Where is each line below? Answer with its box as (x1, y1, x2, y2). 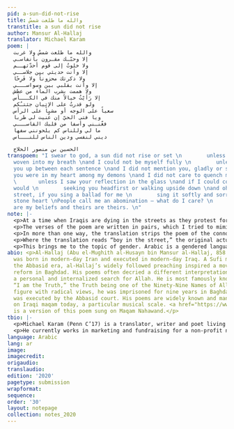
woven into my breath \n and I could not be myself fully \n (13, 159, 192, 166)
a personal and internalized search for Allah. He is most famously (13, 275, 217, 282)
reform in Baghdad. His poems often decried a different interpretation (13, 269, 229, 276)
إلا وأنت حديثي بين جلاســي (13, 68, 89, 75)
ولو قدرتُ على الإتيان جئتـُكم (13, 101, 95, 108)
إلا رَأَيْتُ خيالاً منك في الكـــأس (13, 95, 101, 102)
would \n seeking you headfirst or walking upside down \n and (13, 185, 219, 192)
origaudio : (7, 359, 39, 366)
